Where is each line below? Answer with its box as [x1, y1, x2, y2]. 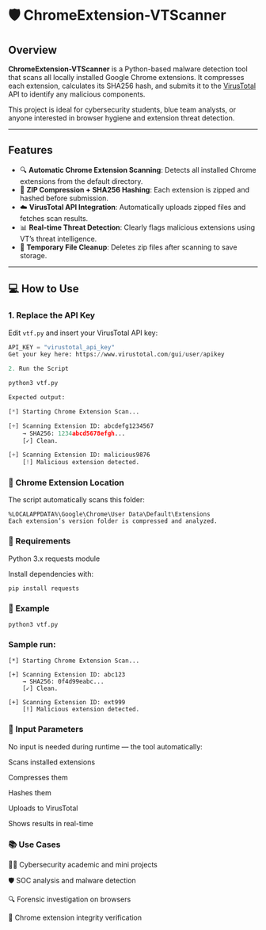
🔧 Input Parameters [8, 724, 84, 735]
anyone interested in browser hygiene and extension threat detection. [8, 113, 235, 123]
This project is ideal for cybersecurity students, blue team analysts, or [8, 105, 236, 114]
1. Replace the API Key [8, 310, 96, 321]
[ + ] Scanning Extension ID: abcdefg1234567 [8, 421, 154, 430]
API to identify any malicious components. [8, 90, 146, 99]
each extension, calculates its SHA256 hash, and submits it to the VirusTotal [8, 81, 256, 90]
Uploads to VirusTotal [8, 803, 78, 813]
